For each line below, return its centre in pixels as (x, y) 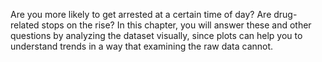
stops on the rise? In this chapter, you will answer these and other (176, 25)
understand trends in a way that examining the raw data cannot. (142, 46)
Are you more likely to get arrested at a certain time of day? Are (141, 14)
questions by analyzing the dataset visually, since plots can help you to (156, 35)
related (25, 25)
